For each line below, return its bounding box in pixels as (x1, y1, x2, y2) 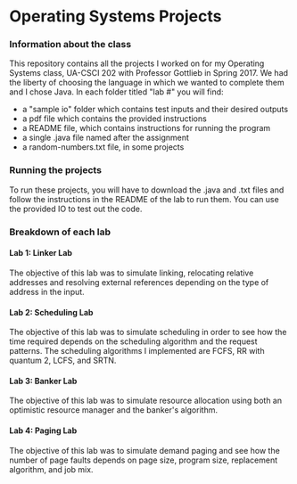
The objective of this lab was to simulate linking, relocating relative (9, 267, 254, 278)
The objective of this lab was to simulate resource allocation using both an (9, 395, 283, 406)
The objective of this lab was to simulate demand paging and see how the (9, 445, 281, 455)
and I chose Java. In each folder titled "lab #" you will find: (9, 86, 225, 97)
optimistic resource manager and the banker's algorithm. (9, 405, 219, 415)
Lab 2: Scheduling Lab (9, 307, 94, 317)
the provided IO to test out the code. (9, 203, 143, 214)
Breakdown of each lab (9, 226, 111, 238)
